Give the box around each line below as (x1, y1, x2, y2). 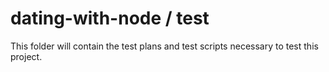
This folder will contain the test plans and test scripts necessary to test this (10, 40, 319, 52)
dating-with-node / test (10, 7, 210, 30)
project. (10, 50, 43, 62)
